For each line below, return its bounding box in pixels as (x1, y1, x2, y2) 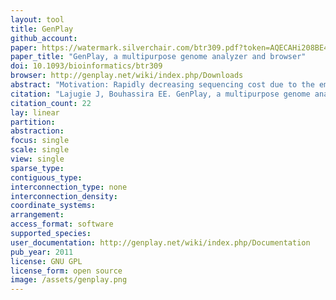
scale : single (10, 145, 70, 155)
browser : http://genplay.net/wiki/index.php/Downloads (10, 71, 244, 81)
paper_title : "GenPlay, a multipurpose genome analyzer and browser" (10, 52, 307, 62)
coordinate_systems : (10, 201, 97, 211)
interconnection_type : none (10, 182, 128, 192)
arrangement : (10, 210, 65, 220)
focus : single (10, 136, 70, 146)
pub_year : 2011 (10, 247, 74, 257)
